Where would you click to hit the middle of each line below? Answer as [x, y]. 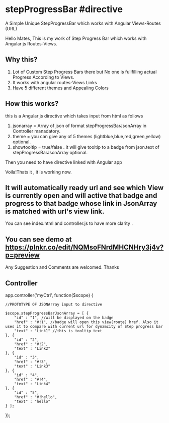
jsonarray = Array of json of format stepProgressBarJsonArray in [79, 126]
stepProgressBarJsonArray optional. [50, 152]
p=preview [23, 255]
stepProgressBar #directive [64, 9]
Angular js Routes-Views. [31, 43]
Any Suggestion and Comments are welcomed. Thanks [62, 267]
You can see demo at [38, 239]
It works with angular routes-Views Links [55, 82]
